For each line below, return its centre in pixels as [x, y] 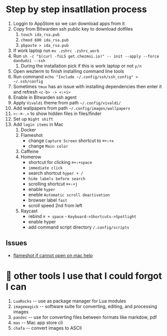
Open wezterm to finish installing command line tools [69, 71]
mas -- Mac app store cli [38, 322]
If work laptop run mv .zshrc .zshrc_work [56, 50]
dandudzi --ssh [29, 61]
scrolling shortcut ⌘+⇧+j [53, 184]
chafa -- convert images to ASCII [47, 328]
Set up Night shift [33, 119]
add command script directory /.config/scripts [79, 227]
